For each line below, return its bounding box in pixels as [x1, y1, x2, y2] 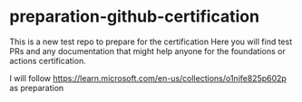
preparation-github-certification [9, 6, 260, 27]
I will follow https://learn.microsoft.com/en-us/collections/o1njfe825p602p [9, 72, 287, 83]
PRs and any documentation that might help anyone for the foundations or [9, 45, 286, 56]
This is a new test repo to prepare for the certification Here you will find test [9, 36, 293, 47]
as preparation [9, 82, 64, 93]
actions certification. [9, 55, 86, 66]
